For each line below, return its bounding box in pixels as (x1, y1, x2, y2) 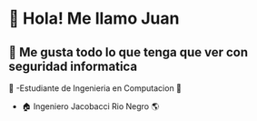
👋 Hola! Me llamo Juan (8, 8, 180, 29)
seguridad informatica (8, 58, 138, 74)
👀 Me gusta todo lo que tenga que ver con (8, 45, 249, 60)
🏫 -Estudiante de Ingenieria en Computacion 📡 (8, 83, 183, 94)
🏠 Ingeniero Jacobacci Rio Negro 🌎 (21, 101, 160, 112)
